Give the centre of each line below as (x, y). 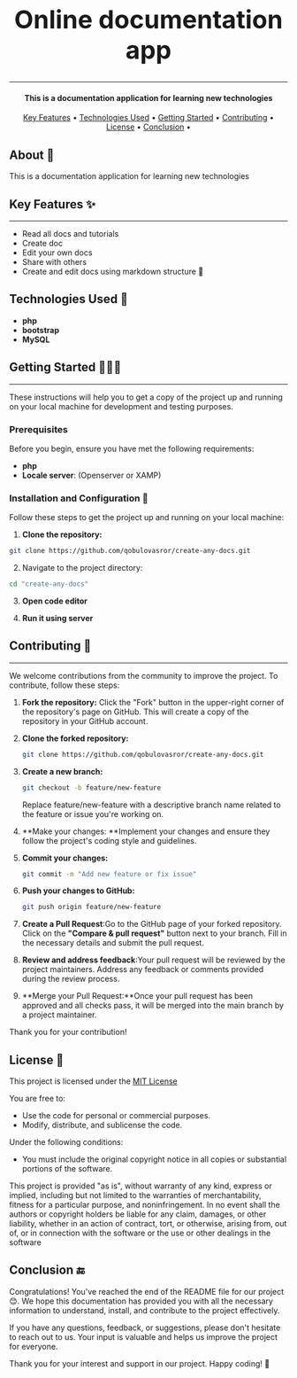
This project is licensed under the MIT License (94, 1081)
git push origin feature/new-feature (91, 907)
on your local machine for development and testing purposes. (122, 406)
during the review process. (71, 979)
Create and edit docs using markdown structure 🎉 (113, 271)
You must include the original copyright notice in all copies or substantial (154, 1159)
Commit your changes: (65, 858)
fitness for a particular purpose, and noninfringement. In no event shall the (145, 1205)
